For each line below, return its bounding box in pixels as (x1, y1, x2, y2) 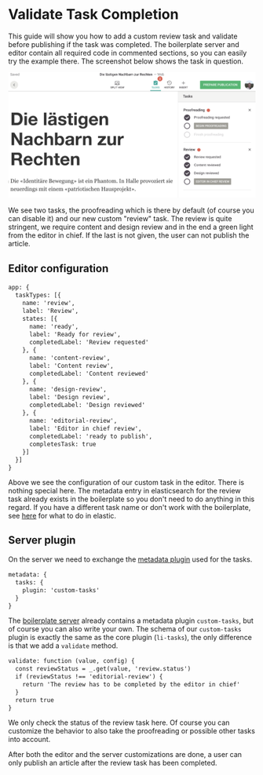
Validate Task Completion (8, 5, 179, 24)
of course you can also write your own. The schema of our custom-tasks (8, 624, 242, 633)
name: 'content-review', (28, 354, 111, 362)
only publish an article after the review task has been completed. (8, 758, 217, 767)
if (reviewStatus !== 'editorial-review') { (15, 672, 163, 680)
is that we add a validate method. (8, 641, 119, 650)
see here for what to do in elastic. (8, 511, 116, 520)
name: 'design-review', (28, 385, 108, 393)
